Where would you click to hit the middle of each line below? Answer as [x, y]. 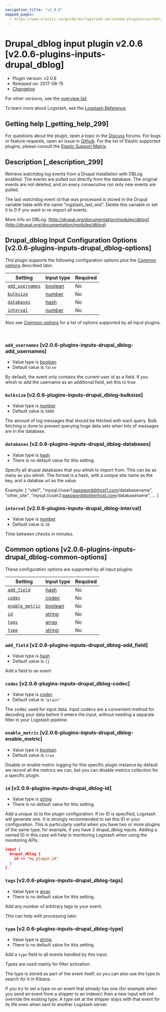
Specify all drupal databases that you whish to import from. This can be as [81, 470]
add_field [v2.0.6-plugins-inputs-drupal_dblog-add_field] [77, 645]
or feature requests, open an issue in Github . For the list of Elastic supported [83, 141]
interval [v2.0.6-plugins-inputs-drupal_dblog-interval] [73, 508]
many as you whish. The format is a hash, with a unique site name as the [79, 475]
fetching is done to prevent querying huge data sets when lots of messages [82, 426]
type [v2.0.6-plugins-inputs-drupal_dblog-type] [64, 929]
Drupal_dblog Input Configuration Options [71, 241]
